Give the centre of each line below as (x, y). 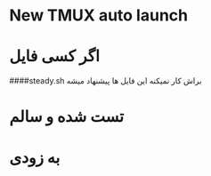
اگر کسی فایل (55, 56)
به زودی (35, 157)
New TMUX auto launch (99, 16)
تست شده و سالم (67, 117)
